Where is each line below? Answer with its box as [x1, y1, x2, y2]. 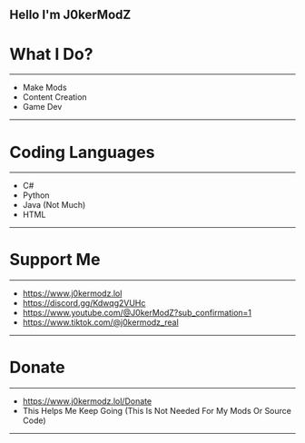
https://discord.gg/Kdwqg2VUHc [22, 298, 146, 309]
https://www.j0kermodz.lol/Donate [22, 396, 152, 407]
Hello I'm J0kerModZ [9, 7, 132, 23]
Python [22, 190, 50, 201]
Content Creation [22, 92, 88, 103]
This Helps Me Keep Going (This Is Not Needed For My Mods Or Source [22, 406, 292, 417]
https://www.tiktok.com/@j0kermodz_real [22, 317, 179, 328]
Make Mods [22, 82, 67, 94]
